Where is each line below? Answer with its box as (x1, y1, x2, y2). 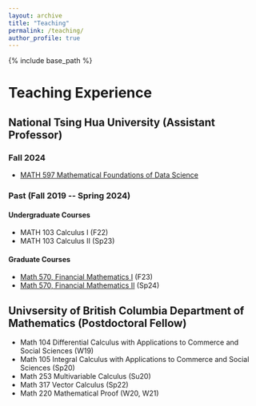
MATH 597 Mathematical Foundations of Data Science (19, 170, 198, 180)
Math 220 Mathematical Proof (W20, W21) (19, 388, 159, 398)
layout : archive (8, 11, 62, 20)
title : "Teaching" (8, 19, 70, 27)
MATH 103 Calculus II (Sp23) (19, 237, 115, 246)
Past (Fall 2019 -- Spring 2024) (8, 190, 130, 201)
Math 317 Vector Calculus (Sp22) (19, 380, 130, 390)
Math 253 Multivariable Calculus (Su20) (19, 372, 151, 381)
